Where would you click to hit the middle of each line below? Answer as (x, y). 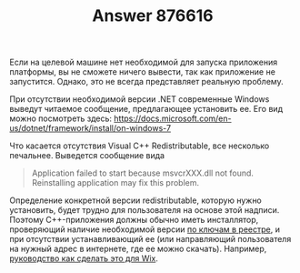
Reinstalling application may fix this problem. (115, 183)
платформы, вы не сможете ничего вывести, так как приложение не (142, 72)
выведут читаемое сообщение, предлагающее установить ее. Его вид (146, 109)
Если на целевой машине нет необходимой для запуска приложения (144, 62)
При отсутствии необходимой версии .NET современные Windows (140, 99)
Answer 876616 (153, 16)
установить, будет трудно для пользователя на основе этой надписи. (145, 210)
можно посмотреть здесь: (60, 118)
